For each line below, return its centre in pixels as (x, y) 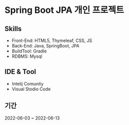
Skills (13, 28)
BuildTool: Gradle (29, 51)
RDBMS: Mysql (27, 56)
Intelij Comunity (28, 83)
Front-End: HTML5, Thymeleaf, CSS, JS (52, 41)
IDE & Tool (20, 72)
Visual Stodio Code (31, 89)
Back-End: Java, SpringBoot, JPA (46, 46)
